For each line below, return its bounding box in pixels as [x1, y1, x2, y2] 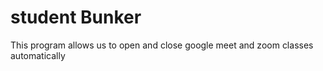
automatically [10, 49, 66, 61]
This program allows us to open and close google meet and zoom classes [10, 39, 314, 51]
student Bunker [10, 6, 142, 29]
